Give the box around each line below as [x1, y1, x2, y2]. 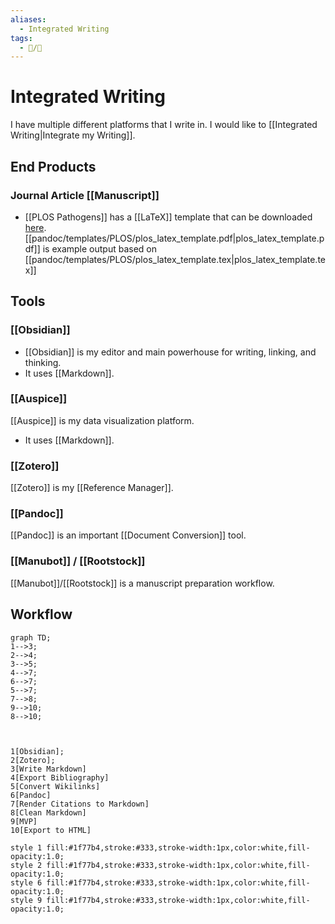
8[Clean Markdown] [10, 807, 87, 818]
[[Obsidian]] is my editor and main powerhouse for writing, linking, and [24, 346, 317, 358]
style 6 [10, 877, 43, 888]
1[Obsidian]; [10, 746, 65, 756]
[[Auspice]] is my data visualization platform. [10, 414, 195, 426]
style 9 [10, 895, 43, 905]
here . [24, 221, 47, 233]
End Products [10, 158, 97, 175]
